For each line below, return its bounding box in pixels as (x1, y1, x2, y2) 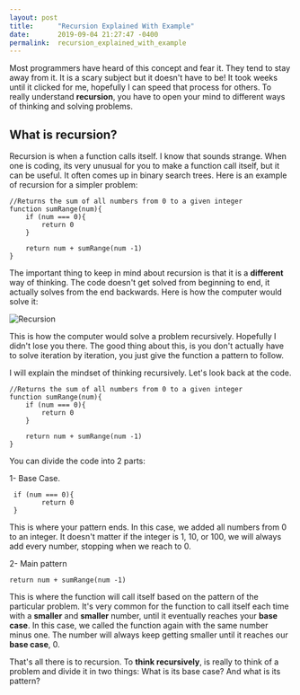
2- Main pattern (9, 559, 67, 569)
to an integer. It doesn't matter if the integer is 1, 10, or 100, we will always (9, 532, 282, 542)
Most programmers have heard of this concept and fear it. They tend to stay (9, 63, 291, 74)
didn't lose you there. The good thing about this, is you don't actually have (9, 340, 285, 351)
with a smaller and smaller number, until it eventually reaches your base (9, 611, 278, 621)
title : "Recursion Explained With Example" (9, 22, 195, 31)
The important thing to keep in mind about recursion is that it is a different (9, 268, 284, 278)
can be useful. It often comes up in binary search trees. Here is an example (9, 170, 287, 180)
